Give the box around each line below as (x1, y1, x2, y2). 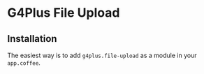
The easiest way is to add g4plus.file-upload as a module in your (7, 51, 197, 59)
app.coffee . (7, 59, 41, 67)
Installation (7, 33, 57, 45)
